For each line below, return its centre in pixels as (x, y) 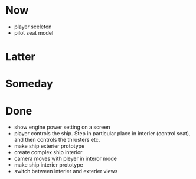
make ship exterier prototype (49, 146)
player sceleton (33, 27)
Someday (30, 84)
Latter (21, 57)
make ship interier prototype (48, 165)
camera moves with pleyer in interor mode (66, 159)
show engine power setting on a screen (62, 127)
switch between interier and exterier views (66, 171)
